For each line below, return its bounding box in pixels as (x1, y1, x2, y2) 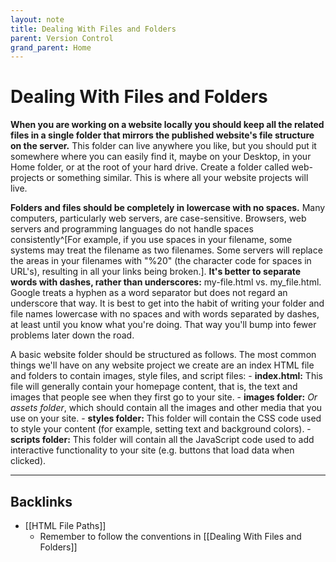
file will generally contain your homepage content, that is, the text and (10, 381, 298, 393)
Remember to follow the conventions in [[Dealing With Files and (39, 531, 302, 542)
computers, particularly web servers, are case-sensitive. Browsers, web (10, 212, 307, 225)
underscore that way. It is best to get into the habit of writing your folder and (10, 297, 325, 310)
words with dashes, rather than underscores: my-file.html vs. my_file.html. (10, 276, 322, 288)
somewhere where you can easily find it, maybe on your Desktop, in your (10, 151, 312, 163)
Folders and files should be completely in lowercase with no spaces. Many (10, 202, 326, 214)
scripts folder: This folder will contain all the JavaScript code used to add (10, 434, 315, 446)
